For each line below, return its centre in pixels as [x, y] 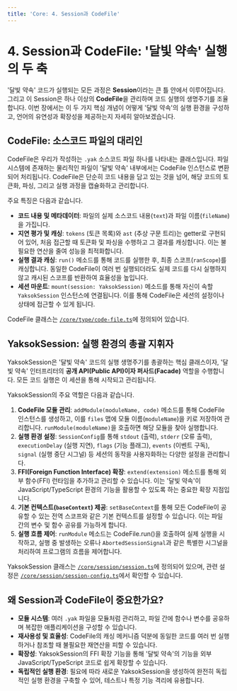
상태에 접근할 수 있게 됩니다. [56, 304]
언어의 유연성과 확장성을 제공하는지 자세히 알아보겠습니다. [96, 116]
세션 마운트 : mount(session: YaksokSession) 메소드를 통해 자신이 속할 [115, 287]
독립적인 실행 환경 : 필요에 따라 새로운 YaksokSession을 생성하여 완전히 [116, 671]
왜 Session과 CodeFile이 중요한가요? [86, 600]
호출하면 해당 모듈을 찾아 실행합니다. [168, 428]
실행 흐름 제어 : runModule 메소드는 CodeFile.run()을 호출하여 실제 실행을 [117, 534]
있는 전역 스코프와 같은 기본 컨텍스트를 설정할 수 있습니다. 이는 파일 [131, 516]
